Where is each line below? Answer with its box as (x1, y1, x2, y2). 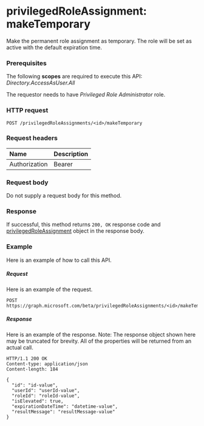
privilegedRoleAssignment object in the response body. (6, 227, 144, 235)
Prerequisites (6, 59, 47, 67)
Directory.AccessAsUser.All (6, 79, 75, 86)
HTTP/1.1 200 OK (6, 356, 47, 362)
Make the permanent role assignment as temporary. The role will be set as (6, 37, 192, 44)
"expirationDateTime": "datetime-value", (12, 403, 118, 410)
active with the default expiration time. (6, 44, 102, 51)
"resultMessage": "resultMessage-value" (12, 408, 115, 414)
